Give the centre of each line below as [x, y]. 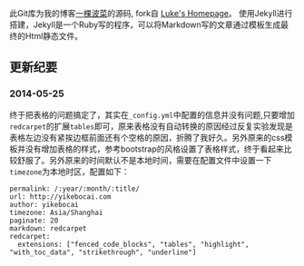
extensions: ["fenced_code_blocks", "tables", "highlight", [133, 244]
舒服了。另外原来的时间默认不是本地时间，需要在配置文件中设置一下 [144, 160]
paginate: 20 [34, 221]
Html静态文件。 [54, 36]
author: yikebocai [44, 204]
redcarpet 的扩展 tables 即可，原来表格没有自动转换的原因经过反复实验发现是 [151, 126]
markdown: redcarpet [49, 228]
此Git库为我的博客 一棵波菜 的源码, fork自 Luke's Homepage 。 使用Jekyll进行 [151, 13]
